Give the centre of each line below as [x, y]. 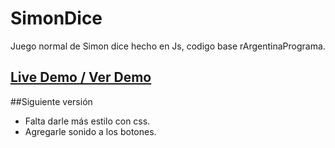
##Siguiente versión [51, 101]
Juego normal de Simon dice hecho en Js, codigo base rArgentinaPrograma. [168, 46]
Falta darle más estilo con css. [87, 121]
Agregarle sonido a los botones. [90, 131]
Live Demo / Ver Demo [81, 77]
